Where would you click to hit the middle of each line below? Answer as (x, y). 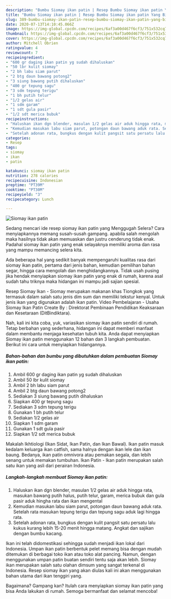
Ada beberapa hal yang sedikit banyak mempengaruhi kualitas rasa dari (81, 259)
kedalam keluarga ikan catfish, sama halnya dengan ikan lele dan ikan (78, 449)
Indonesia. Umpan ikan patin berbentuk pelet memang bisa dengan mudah (84, 549)
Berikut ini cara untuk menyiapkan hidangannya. (56, 344)
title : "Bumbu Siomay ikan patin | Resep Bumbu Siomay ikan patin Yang (83, 15)
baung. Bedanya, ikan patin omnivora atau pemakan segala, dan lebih (78, 455)
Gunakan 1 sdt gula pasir (39, 428)
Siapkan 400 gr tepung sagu (43, 401)
